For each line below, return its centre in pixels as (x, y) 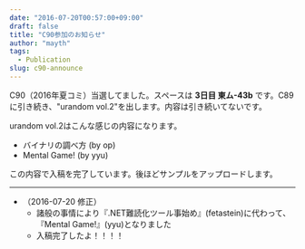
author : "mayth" (40, 43)
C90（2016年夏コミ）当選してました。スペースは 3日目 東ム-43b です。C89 (152, 95)
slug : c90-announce (46, 69)
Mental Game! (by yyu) (65, 155)
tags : (20, 52)
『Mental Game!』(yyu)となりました (104, 224)
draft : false (34, 26)
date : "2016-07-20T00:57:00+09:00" (77, 18)
